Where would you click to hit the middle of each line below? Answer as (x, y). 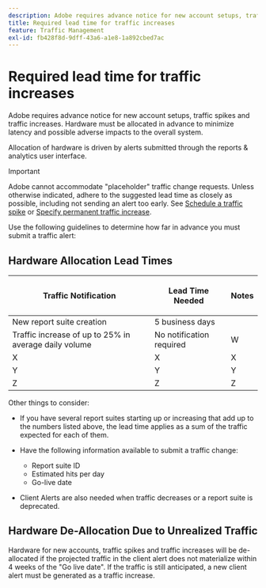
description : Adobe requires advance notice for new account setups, (125, 15)
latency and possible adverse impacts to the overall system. (106, 132)
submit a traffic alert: (42, 236)
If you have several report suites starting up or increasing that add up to (137, 418)
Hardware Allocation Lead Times (90, 261)
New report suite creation (59, 322)
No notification (182, 335)
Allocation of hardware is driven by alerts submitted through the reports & (128, 148)
